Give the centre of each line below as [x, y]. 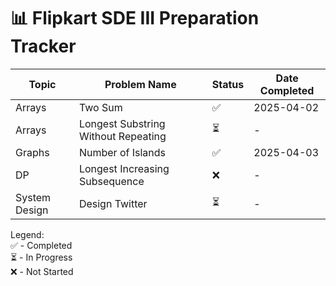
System [33, 197]
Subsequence [111, 181]
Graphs [32, 152]
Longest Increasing [124, 168]
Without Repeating [122, 136]
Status [228, 84]
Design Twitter [113, 203]
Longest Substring [122, 123]
